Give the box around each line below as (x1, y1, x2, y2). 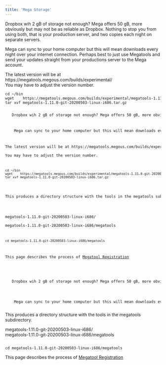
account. (5, 62, 23, 68)
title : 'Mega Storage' (5, 7, 52, 12)
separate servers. (5, 37, 41, 42)
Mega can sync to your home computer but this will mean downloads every (5, 46, 159, 52)
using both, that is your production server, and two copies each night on (5, 31, 152, 37)
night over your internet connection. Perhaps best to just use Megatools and (5, 51, 161, 57)
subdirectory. (5, 317, 33, 323)
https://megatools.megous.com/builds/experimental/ (5, 77, 113, 82)
